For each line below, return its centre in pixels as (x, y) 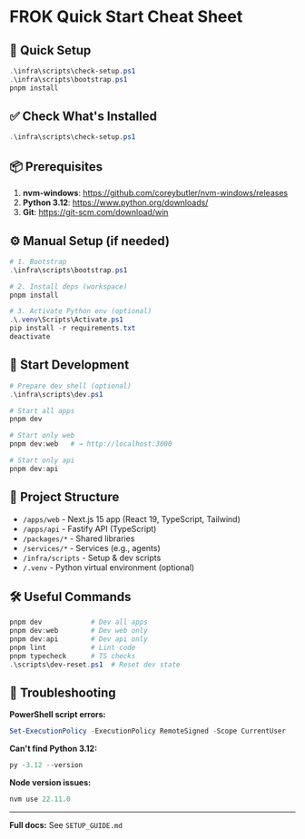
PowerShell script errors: (58, 715)
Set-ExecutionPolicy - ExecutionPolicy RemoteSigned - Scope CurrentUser (148, 731)
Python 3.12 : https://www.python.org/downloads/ (115, 202)
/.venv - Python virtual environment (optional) (108, 567)
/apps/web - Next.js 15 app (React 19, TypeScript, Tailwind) (131, 518)
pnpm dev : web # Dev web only (79, 631)
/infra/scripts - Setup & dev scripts (92, 558)
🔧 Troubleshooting (63, 693)
